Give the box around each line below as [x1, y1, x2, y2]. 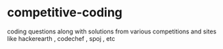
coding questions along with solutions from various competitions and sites [7, 27, 217, 35]
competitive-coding [7, 5, 123, 20]
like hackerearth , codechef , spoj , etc [7, 34, 116, 42]
